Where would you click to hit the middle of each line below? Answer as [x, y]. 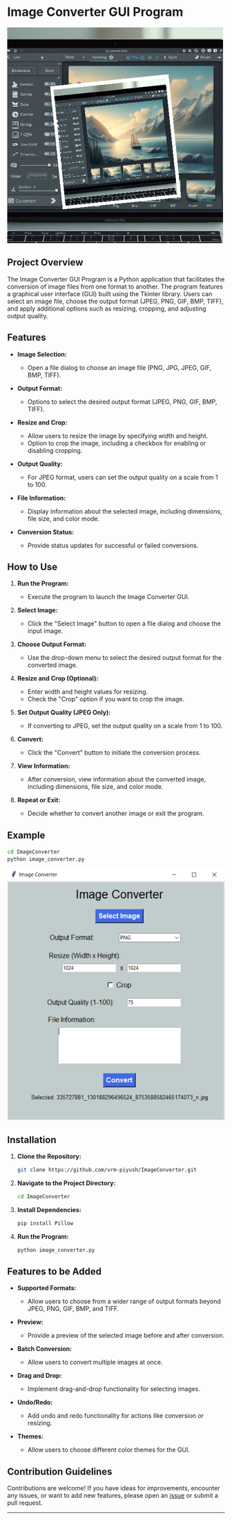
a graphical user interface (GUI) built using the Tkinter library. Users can [110, 293]
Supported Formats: [47, 1288]
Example [26, 835]
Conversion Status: [46, 532]
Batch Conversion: [45, 1349]
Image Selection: [42, 354]
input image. [45, 631]
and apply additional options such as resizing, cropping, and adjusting [107, 309]
